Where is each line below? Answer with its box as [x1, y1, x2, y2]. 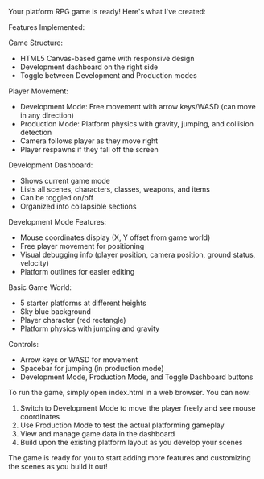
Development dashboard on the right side [19, 62, 159, 72]
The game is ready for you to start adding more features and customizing [8, 453, 251, 462]
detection [19, 128, 52, 137]
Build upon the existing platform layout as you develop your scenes [19, 438, 243, 447]
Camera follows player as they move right [19, 136, 159, 146]
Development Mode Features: [8, 217, 107, 226]
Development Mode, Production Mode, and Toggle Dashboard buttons [19, 372, 254, 382]
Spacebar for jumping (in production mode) [19, 364, 164, 373]
